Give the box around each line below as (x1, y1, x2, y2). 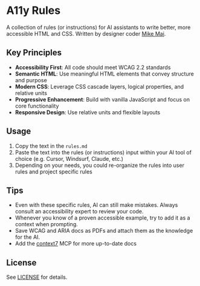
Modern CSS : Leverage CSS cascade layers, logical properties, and (15, 83, 184, 90)
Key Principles (6, 48, 62, 58)
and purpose (15, 76, 47, 83)
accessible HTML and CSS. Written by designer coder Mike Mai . (6, 30, 166, 37)
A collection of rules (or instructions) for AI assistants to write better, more (6, 24, 191, 31)
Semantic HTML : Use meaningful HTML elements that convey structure (15, 70, 195, 77)
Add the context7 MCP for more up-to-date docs (15, 240, 137, 247)
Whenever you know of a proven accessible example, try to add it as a (15, 214, 190, 221)
